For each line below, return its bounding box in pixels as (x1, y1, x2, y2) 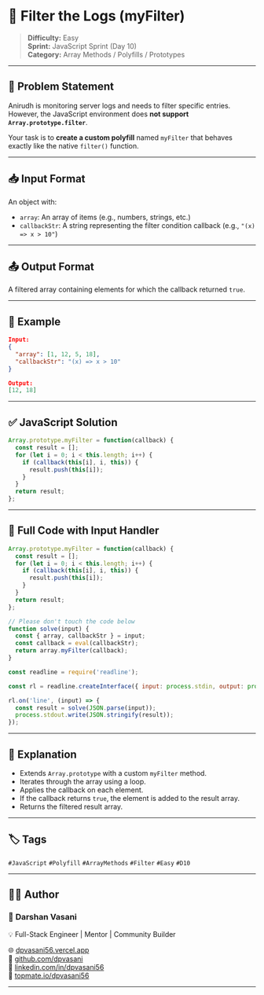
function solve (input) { (8, 625, 90, 633)
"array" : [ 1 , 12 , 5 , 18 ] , (15, 350, 101, 358)
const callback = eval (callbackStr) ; (15, 640, 139, 648)
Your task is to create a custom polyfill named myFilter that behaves (8, 133, 233, 142)
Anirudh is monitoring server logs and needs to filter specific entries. (8, 101, 231, 110)
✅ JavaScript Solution (8, 416, 118, 429)
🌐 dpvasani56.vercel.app (8, 945, 90, 954)
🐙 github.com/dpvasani (8, 954, 83, 964)
